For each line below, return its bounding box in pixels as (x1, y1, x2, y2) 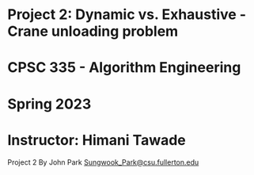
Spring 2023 (7, 95, 92, 112)
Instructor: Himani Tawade (7, 131, 187, 149)
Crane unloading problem (7, 22, 179, 40)
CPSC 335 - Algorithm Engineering (7, 59, 241, 77)
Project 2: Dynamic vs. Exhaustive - (7, 6, 247, 24)
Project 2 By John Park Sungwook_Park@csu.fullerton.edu (7, 157, 199, 167)
